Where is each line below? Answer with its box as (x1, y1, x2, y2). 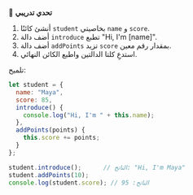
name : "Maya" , (15, 88, 64, 97)
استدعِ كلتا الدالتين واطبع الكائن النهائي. (20, 50, 138, 58)
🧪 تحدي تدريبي (8, 8, 53, 17)
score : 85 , (15, 96, 53, 104)
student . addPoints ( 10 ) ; (8, 171, 90, 179)
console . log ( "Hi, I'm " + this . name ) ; (23, 110, 155, 119)
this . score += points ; (23, 134, 100, 142)
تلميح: (8, 65, 26, 75)
